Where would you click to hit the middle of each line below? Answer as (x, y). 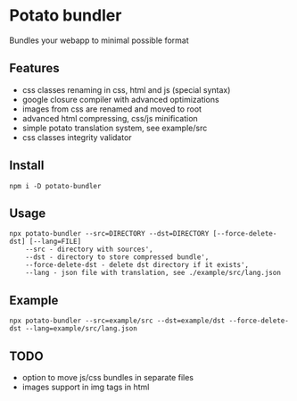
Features (34, 68)
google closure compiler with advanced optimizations (121, 99)
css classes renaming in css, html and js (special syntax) (126, 89)
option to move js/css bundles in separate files (108, 377)
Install (27, 166)
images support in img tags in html (86, 387)
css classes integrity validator (77, 137)
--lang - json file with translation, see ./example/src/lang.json (153, 273)
